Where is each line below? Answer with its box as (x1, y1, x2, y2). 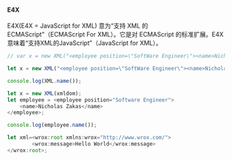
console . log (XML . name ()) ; (7, 77, 81, 84)
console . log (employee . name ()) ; (7, 121, 97, 129)
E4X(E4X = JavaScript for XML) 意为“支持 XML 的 (7, 21, 148, 30)
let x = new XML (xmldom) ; (7, 90, 81, 97)
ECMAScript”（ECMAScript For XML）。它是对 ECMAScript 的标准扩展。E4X (7, 30, 224, 39)
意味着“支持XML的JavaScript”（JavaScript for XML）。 (7, 39, 162, 48)
